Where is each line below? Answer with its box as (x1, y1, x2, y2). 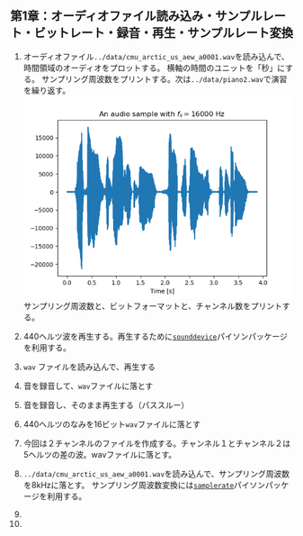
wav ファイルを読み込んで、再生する (22, 361, 156, 372)
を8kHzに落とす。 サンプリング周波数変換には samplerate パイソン (22, 479, 266, 490)
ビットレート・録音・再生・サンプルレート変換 (33, 25, 294, 41)
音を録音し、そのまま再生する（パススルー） (22, 399, 190, 410)
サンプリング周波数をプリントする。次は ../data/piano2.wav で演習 (40, 73, 288, 84)
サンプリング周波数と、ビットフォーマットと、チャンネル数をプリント (22, 300, 282, 311)
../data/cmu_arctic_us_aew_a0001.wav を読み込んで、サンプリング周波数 (22, 468, 290, 479)
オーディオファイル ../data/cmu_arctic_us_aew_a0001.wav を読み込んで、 (22, 50, 290, 61)
